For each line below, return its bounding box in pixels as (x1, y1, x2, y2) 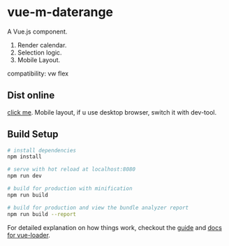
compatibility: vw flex (7, 69, 68, 78)
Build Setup (7, 129, 59, 140)
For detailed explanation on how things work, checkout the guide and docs (7, 223, 222, 231)
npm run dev (7, 173, 42, 180)
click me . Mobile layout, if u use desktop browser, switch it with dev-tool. (7, 108, 217, 116)
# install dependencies (7, 147, 77, 154)
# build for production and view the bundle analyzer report (7, 204, 189, 211)
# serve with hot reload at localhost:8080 (7, 166, 136, 173)
